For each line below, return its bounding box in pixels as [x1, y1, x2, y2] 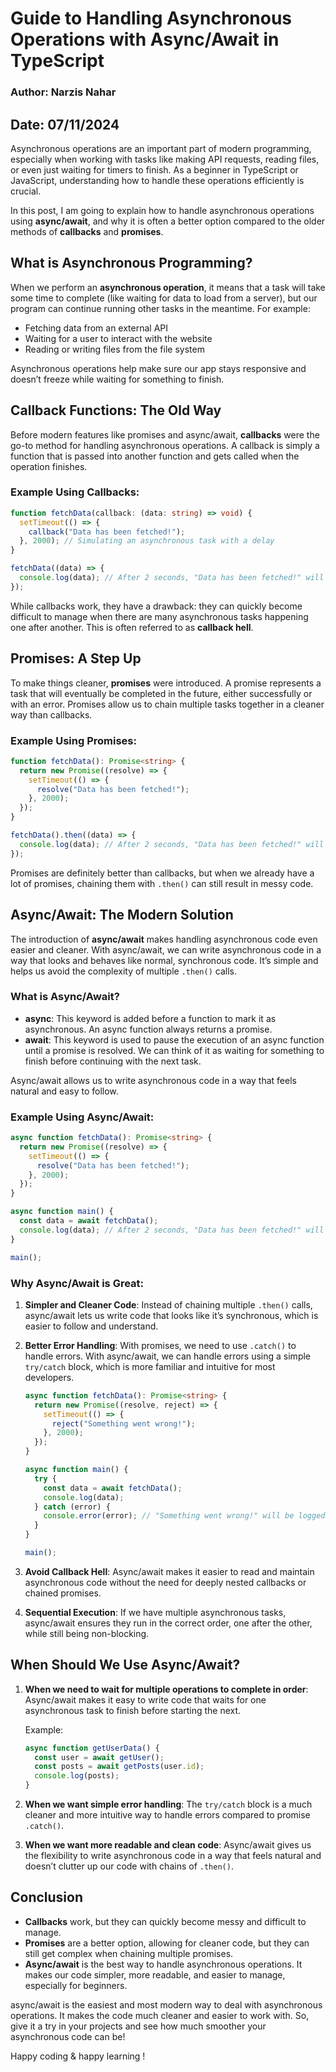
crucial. [10, 185, 42, 197]
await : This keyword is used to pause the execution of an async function [24, 1033, 325, 1046]
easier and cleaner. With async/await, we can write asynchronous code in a [10, 943, 322, 956]
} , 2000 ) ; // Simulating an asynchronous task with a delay [19, 536, 275, 546]
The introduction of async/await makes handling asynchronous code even [10, 933, 318, 945]
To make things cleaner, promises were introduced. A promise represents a [10, 677, 322, 689]
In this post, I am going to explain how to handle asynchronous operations [10, 204, 315, 216]
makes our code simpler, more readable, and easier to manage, [24, 1968, 286, 1981]
